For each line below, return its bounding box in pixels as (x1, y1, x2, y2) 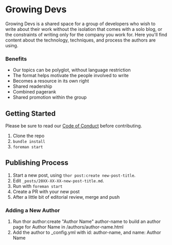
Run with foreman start (12, 183, 63, 189)
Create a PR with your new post (12, 189, 80, 195)
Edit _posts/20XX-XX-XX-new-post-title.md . (12, 177, 104, 183)
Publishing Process (5, 158, 69, 167)
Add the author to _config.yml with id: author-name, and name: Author (12, 230, 161, 236)
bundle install (12, 139, 46, 144)
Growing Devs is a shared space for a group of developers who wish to (5, 21, 156, 27)
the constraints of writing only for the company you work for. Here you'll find (5, 31, 167, 37)
